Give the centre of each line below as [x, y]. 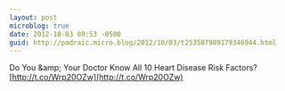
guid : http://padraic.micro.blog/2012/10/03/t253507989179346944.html [143, 42]
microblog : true [39, 26]
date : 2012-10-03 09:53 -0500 [65, 34]
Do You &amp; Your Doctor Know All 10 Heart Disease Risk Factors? [134, 68]
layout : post [33, 17]
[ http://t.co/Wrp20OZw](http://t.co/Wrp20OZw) [97, 78]
